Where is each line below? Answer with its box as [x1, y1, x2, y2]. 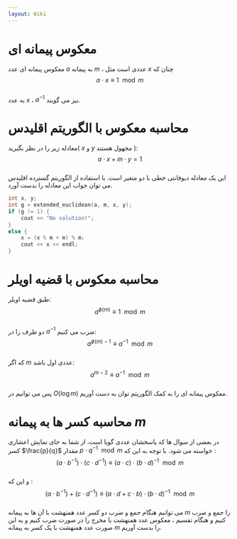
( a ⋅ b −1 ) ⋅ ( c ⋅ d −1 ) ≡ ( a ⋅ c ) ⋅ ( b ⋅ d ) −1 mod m [56, 457, 184, 467]
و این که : [8, 477, 33, 485]
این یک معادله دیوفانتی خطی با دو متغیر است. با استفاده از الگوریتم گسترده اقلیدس [8, 173, 226, 182]
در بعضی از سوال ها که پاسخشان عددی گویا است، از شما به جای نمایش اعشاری [8, 437, 219, 446]
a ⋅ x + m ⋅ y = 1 [97, 155, 143, 163]
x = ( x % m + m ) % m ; [21, 234, 84, 241]
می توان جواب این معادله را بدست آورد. [8, 181, 113, 190]
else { [8, 228, 28, 235]
